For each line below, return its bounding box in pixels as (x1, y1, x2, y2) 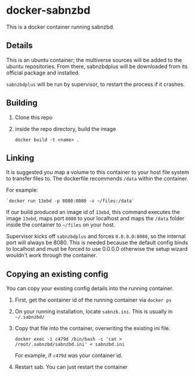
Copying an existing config (6, 269, 109, 279)
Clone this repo (14, 114, 52, 121)
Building (6, 98, 38, 108)
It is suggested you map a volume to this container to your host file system (6, 169, 190, 176)
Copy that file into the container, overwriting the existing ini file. (14, 325, 171, 332)
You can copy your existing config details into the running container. (6, 285, 174, 292)
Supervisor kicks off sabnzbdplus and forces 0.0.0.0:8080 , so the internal (6, 233, 186, 240)
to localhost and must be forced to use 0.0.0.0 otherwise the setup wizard (6, 246, 188, 253)
